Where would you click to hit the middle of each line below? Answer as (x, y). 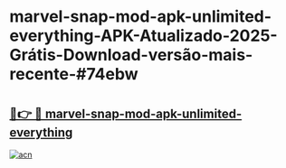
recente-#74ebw (74, 75)
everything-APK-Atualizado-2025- (143, 36)
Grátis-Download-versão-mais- (131, 55)
